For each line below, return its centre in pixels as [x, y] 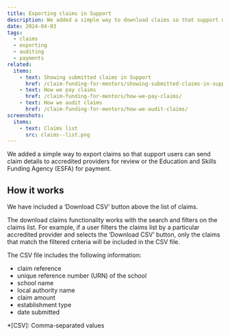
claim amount [36, 298]
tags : [15, 33]
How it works [36, 190]
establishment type [44, 305]
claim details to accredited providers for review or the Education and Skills [112, 161]
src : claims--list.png [57, 134]
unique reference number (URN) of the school [82, 276]
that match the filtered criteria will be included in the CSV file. [93, 242]
